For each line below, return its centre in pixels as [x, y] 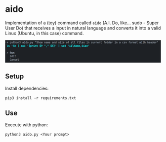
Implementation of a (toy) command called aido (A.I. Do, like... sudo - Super [82, 23]
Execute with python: [27, 125]
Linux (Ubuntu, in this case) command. [44, 33]
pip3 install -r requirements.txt [41, 98]
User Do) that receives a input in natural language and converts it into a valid [83, 28]
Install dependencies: [27, 88]
